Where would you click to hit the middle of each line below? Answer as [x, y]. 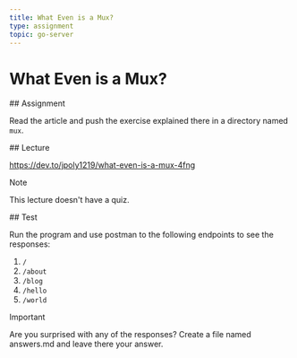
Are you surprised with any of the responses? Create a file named [131, 335]
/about [34, 272]
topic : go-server [42, 34]
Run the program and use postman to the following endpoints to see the [142, 235]
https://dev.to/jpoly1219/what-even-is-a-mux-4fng [102, 165]
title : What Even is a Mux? [62, 17]
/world [34, 301]
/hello [34, 291]
